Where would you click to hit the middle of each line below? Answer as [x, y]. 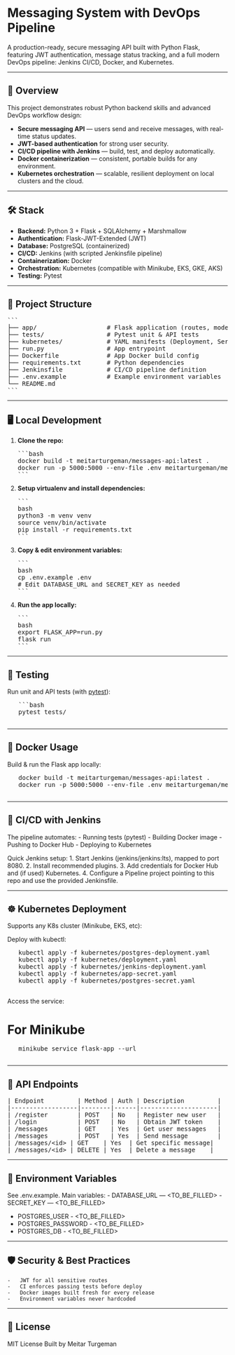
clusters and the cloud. [50, 181]
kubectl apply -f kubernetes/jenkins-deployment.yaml [113, 967]
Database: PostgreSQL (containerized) [73, 245]
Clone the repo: [41, 440]
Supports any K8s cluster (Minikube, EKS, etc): [74, 926]
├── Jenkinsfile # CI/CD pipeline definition [107, 370]
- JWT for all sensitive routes [58, 1280]
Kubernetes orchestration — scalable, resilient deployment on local [116, 173]
